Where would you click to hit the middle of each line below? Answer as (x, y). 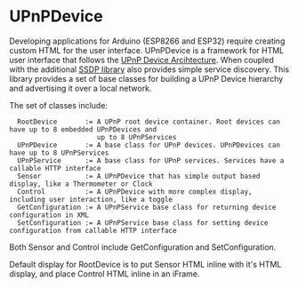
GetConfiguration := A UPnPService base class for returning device (147, 207)
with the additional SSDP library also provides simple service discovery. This (149, 69)
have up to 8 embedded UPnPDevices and (83, 129)
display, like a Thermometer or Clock (81, 184)
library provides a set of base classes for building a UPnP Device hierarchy (146, 78)
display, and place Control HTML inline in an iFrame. (105, 274)
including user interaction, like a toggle (91, 199)
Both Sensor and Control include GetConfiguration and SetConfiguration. (143, 247)
